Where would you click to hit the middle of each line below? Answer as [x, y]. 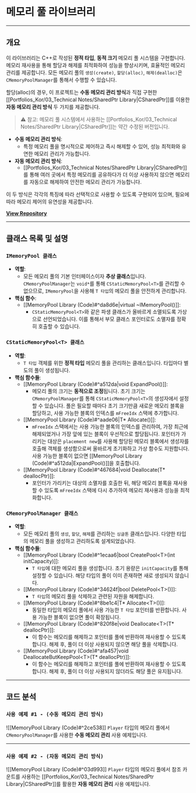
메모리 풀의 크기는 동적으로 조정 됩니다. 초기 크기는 [89, 391]
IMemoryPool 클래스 [32, 256]
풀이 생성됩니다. [52, 370]
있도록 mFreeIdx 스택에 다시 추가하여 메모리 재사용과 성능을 [112, 490]
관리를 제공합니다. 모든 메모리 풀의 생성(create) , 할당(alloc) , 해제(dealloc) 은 [94, 72]
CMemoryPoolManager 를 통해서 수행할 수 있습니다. [62, 80]
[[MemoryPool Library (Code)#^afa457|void [76, 651]
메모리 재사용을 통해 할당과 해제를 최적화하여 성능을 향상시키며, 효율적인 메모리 [96, 65]
